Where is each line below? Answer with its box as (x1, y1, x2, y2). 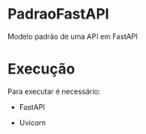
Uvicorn (19, 118, 46, 128)
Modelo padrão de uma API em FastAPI (7, 31, 138, 41)
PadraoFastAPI (7, 5, 110, 23)
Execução (7, 60, 76, 78)
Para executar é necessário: (7, 86, 101, 96)
